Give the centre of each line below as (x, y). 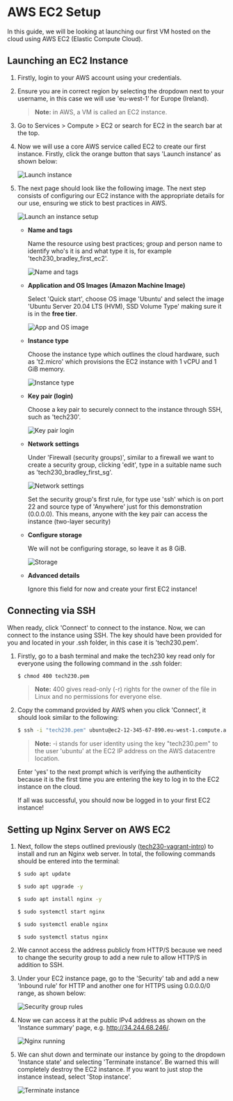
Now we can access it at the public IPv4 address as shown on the (112, 1020)
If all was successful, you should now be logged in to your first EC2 (114, 800)
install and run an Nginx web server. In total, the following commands (116, 854)
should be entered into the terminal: (69, 861)
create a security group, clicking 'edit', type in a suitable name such (124, 465)
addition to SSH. (40, 965)
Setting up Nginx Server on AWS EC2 (89, 830)
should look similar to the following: (68, 718)
